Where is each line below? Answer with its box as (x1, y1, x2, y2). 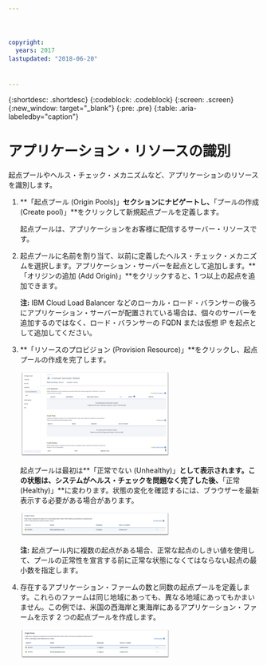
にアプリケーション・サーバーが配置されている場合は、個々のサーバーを (19, 307, 257, 317)
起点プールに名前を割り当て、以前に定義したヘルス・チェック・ (19, 251, 230, 260)
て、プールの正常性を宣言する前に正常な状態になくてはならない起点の (19, 556, 250, 565)
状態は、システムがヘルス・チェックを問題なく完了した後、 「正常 (26, 476, 241, 485)
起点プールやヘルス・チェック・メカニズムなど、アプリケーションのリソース (8, 170, 259, 180)
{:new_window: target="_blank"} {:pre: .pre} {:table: (8, 103, 178, 113)
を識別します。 (8, 180, 57, 189)
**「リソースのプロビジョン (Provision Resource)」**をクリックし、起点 (19, 344, 258, 354)
